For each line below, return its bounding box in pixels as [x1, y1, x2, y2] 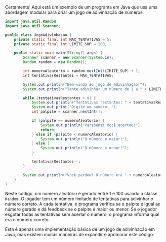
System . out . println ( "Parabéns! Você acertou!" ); [40, 123, 142, 128]
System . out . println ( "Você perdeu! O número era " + [23, 173, 132, 177]
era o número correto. [5, 217, 50, 223]
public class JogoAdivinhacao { [5, 32, 72, 37]
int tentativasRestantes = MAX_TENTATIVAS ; [23, 73, 114, 78]
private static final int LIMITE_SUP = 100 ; [14, 41, 107, 46]
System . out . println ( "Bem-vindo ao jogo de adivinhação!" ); [23, 82, 147, 87]
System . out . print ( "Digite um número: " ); [31, 104, 119, 110]
